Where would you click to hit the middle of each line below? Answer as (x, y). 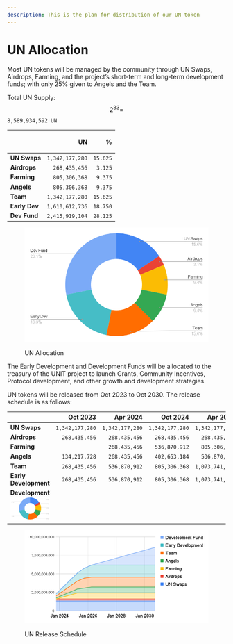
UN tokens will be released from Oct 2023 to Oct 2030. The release (104, 394)
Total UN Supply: (31, 97)
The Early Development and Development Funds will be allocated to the (109, 366)
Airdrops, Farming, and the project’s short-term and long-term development (115, 76)
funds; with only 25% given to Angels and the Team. (82, 84)
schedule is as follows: (40, 402)
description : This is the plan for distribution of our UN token (103, 15)
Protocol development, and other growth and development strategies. (106, 381)
